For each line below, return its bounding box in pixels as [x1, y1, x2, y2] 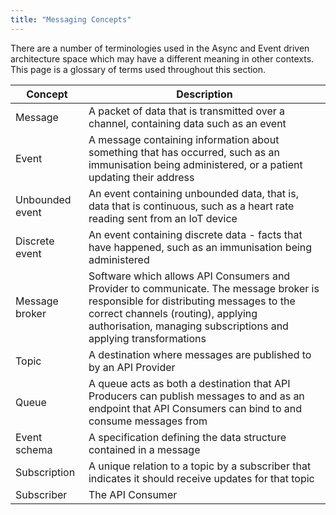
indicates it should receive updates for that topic [88, 471, 315, 485]
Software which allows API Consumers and [88, 269, 291, 283]
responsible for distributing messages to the [88, 294, 296, 308]
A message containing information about [88, 132, 280, 146]
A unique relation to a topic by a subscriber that [88, 459, 312, 473]
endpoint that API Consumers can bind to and [88, 401, 303, 415]
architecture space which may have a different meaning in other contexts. [10, 52, 315, 65]
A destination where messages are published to [88, 347, 312, 361]
